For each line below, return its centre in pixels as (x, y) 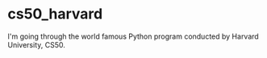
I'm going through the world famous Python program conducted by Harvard (133, 36)
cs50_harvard (55, 14)
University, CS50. (36, 44)
